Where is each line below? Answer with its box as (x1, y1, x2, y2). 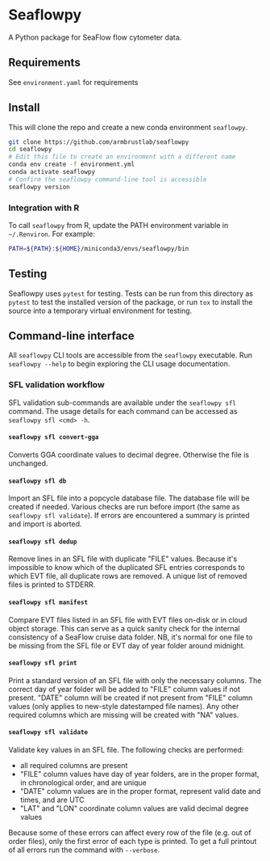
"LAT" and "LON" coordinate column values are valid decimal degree (19, 804, 249, 813)
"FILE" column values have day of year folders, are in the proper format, (19, 770, 260, 779)
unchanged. (8, 458, 48, 468)
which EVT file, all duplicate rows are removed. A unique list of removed (8, 572, 247, 581)
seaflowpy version (8, 183, 70, 191)
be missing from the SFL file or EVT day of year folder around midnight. (8, 640, 246, 650)
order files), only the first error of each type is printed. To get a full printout (8, 837, 257, 846)
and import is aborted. (8, 519, 82, 529)
